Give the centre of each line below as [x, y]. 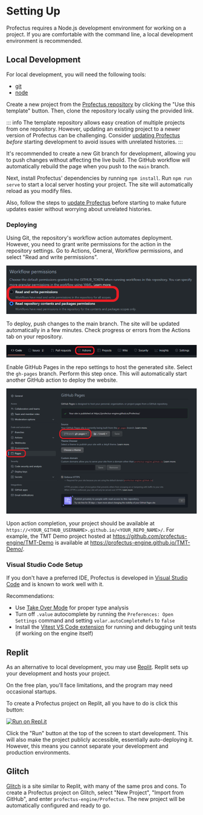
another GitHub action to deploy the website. [62, 380]
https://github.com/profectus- [150, 536]
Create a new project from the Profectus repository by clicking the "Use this [101, 104]
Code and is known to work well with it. [55, 584]
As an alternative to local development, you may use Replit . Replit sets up [97, 667]
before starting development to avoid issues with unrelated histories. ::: [95, 142]
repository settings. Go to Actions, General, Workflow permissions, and [95, 251]
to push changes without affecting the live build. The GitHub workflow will [98, 160]
